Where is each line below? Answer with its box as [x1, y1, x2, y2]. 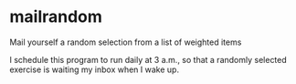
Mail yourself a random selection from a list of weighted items [9, 37, 242, 47]
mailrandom [9, 6, 103, 27]
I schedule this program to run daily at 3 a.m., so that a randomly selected [9, 54, 288, 65]
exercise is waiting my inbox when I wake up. [9, 64, 180, 75]
